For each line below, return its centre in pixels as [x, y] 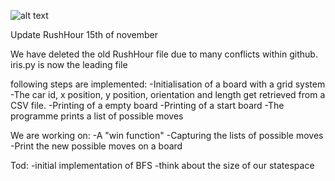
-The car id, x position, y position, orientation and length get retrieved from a [168, 94]
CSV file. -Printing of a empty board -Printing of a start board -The [147, 105]
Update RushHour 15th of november [84, 34]
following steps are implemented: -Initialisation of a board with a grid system [168, 84]
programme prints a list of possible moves [97, 116]
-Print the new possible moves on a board [96, 146]
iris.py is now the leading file [69, 64]
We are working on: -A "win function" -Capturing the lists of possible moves [167, 135]
